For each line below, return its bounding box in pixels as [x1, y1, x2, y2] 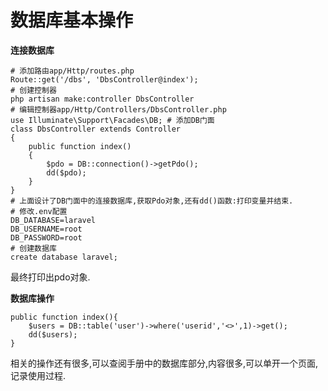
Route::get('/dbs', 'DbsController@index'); [10, 74, 199, 85]
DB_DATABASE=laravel [10, 215, 97, 225]
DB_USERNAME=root [10, 224, 83, 234]
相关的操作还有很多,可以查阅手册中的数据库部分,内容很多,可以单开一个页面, [10, 357, 319, 369]
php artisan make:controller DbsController [10, 94, 195, 104]
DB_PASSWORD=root [10, 232, 83, 243]
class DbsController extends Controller [10, 124, 182, 134]
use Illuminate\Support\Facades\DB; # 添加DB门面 [10, 115, 215, 125]
